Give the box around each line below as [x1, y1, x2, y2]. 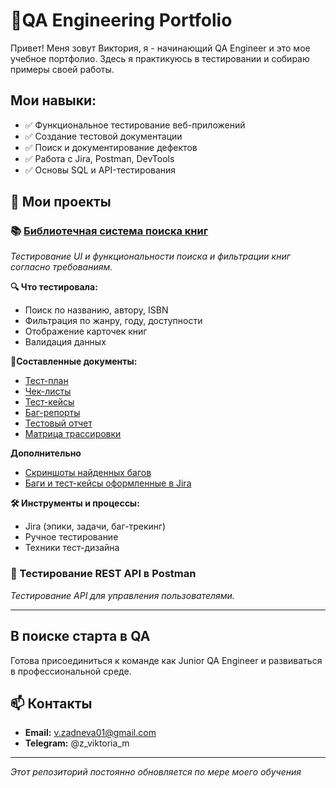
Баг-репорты [24, 407, 81, 419]
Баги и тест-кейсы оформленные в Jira [24, 477, 192, 489]
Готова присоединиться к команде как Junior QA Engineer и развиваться [10, 654, 323, 666]
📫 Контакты [10, 695, 93, 712]
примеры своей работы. [10, 63, 115, 75]
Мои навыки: [10, 92, 97, 109]
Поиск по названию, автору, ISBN [24, 304, 169, 316]
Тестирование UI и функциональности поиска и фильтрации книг [10, 250, 291, 263]
